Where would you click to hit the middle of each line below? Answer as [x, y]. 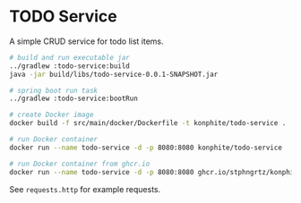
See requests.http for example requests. [85, 189]
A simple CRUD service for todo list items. [86, 41]
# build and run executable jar [69, 57]
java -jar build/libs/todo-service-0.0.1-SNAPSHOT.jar [114, 74]
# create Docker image [52, 115]
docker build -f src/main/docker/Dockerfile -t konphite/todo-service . [148, 123]
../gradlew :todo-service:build [69, 66]
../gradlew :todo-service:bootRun [74, 99]
